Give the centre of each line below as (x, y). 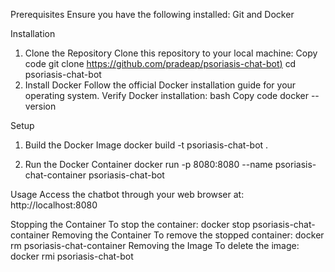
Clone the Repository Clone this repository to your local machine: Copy (171, 53)
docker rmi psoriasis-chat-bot (72, 256)
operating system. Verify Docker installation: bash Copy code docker (166, 95)
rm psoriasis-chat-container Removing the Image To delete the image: (155, 245)
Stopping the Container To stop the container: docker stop (130, 224)
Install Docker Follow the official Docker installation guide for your (160, 85)
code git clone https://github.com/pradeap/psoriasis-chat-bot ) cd (160, 63)
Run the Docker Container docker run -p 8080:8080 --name (148, 164)
